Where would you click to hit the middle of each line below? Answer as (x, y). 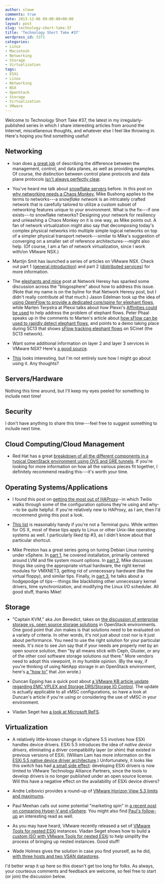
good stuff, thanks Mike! (37, 592)
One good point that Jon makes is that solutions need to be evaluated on (86, 630)
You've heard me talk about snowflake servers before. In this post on (82, 189)
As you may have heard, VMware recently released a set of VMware (81, 826)
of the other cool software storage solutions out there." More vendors (83, 656)
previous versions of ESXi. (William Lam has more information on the (82, 755)
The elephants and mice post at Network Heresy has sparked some (81, 281)
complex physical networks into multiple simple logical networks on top (85, 231)
